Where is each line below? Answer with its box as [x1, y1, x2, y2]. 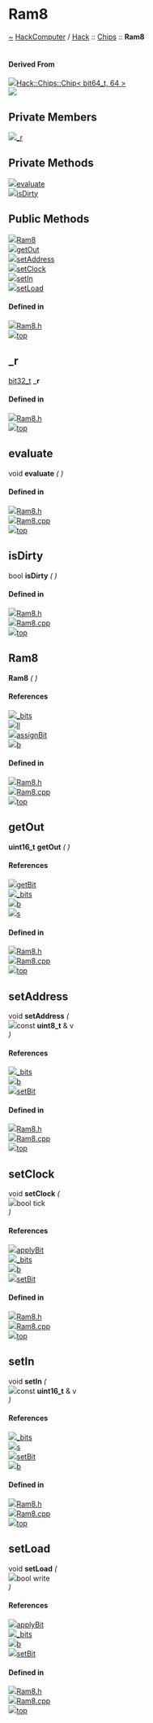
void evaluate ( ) [8, 468, 64, 478]
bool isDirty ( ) [8, 571, 58, 581]
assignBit [16, 730, 48, 739]
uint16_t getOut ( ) [8, 842, 70, 852]
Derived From [8, 59, 55, 69]
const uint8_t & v [16, 1021, 74, 1031]
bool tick [16, 1199, 46, 1208]
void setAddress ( [8, 1011, 70, 1021]
